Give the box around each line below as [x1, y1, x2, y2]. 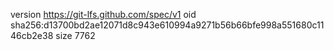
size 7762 [55, 30, 96, 41]
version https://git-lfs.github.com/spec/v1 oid [10, 9, 197, 20]
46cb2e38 [10, 30, 54, 41]
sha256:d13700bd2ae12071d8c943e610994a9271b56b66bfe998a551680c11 [10, 19, 325, 31]
